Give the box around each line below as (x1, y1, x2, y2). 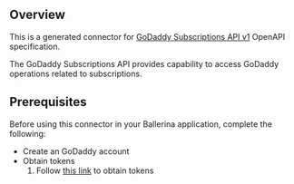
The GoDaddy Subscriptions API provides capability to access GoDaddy (9, 58, 279, 69)
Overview (9, 7, 66, 23)
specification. (9, 41, 61, 52)
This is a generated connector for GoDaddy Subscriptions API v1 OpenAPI (9, 31, 286, 42)
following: (9, 128, 46, 139)
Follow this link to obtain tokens (35, 165, 154, 176)
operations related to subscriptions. (9, 68, 142, 79)
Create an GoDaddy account (22, 145, 130, 157)
